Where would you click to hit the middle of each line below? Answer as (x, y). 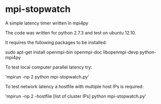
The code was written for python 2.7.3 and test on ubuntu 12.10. (71, 32)
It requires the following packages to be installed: (56, 42)
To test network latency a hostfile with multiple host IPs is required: (74, 86)
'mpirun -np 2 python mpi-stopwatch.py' (47, 76)
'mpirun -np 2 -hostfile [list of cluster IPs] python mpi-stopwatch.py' (76, 96)
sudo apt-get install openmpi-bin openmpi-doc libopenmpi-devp (72, 52)
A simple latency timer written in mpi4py (47, 23)
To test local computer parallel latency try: (49, 67)
